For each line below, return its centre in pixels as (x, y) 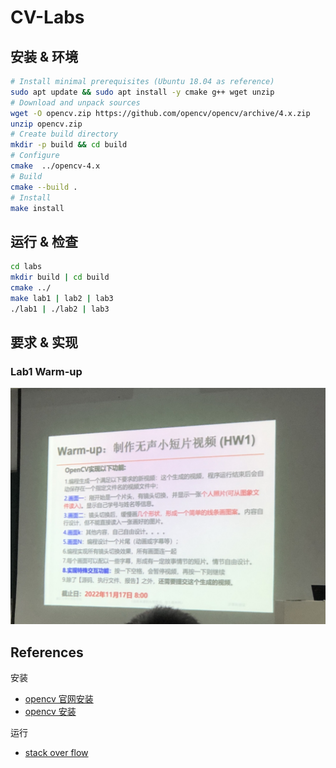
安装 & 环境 (44, 56)
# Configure (35, 156)
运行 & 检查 (44, 241)
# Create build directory (64, 134)
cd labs (26, 267)
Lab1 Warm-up (46, 371)
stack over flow (56, 753)
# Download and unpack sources (75, 102)
